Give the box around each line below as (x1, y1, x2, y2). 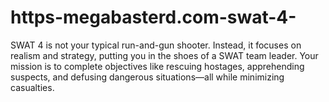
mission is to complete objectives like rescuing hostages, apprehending (10, 60, 305, 72)
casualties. (10, 81, 55, 93)
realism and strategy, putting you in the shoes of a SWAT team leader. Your (10, 49, 319, 61)
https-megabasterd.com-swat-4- (10, 6, 297, 29)
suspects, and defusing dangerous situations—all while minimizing (10, 71, 285, 83)
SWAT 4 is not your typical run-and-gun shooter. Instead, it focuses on (10, 39, 302, 51)
